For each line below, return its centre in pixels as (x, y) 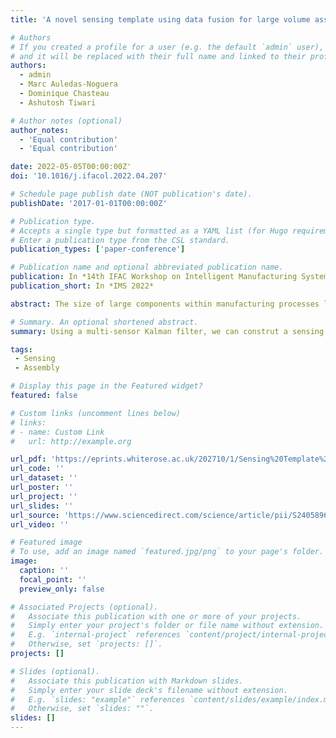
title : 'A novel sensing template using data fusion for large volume (160, 19)
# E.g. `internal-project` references (96, 635)
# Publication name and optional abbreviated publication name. (147, 267)
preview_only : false (62, 589)
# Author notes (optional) (66, 121)
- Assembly (37, 368)
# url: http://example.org (71, 441)
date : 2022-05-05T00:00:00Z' (71, 167)
